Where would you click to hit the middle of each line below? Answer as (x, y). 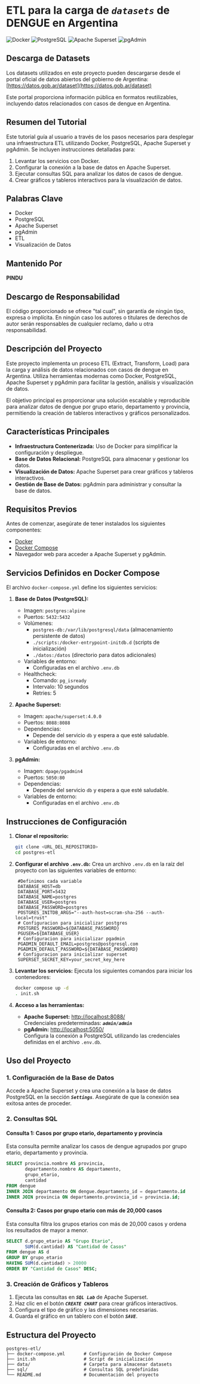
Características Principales (58, 432)
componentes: (24, 530)
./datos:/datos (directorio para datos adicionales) (94, 655)
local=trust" (31, 917)
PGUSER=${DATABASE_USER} (48, 933)
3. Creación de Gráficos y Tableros (57, 1284)
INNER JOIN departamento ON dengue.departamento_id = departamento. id (96, 1191)
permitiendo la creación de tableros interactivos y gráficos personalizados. (98, 413)
